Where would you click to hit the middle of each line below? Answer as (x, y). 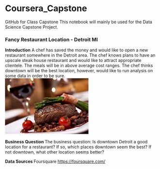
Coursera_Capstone (46, 8)
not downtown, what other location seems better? (55, 152)
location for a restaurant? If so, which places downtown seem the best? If (78, 147)
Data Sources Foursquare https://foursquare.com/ (55, 161)
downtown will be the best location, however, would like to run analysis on (79, 71)
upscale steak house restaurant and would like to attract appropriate (73, 61)
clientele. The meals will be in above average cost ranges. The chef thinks (79, 65)
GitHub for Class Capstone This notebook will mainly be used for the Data (79, 22)
